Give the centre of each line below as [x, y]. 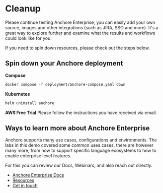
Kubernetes [18, 94]
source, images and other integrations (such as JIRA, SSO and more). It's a [82, 27]
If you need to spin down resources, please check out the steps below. [78, 48]
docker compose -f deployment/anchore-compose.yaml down [65, 84]
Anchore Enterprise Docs [38, 175]
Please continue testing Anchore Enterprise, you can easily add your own [80, 22]
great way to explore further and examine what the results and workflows [80, 33]
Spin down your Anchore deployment [64, 63]
